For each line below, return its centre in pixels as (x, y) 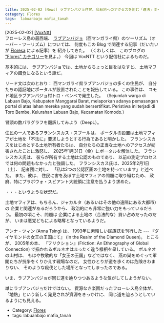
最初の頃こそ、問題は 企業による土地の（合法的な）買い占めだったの (83, 215)
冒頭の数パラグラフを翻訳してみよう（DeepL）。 (53, 122)
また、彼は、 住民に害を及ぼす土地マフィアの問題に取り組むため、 (82, 176)
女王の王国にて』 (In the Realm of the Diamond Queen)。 (88, 237)
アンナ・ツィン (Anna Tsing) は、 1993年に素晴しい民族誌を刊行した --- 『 (80, 231)
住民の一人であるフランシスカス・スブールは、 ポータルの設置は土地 (74, 133)
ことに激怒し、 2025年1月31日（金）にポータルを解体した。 (82, 151)
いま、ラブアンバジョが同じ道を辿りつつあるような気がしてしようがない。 (80, 278)
